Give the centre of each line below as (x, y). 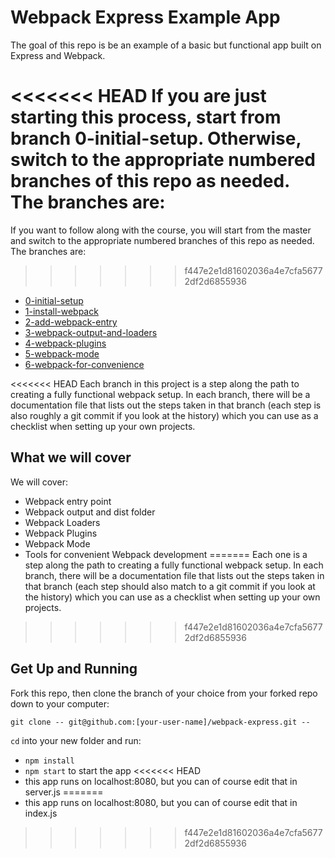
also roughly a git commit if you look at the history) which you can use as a (164, 415)
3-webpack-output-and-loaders (91, 332)
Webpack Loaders (62, 522)
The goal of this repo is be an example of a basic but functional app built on (166, 45)
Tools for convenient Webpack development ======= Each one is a (166, 554)
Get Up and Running (74, 669)
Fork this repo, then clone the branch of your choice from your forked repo (164, 693)
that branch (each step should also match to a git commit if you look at (170, 586)
